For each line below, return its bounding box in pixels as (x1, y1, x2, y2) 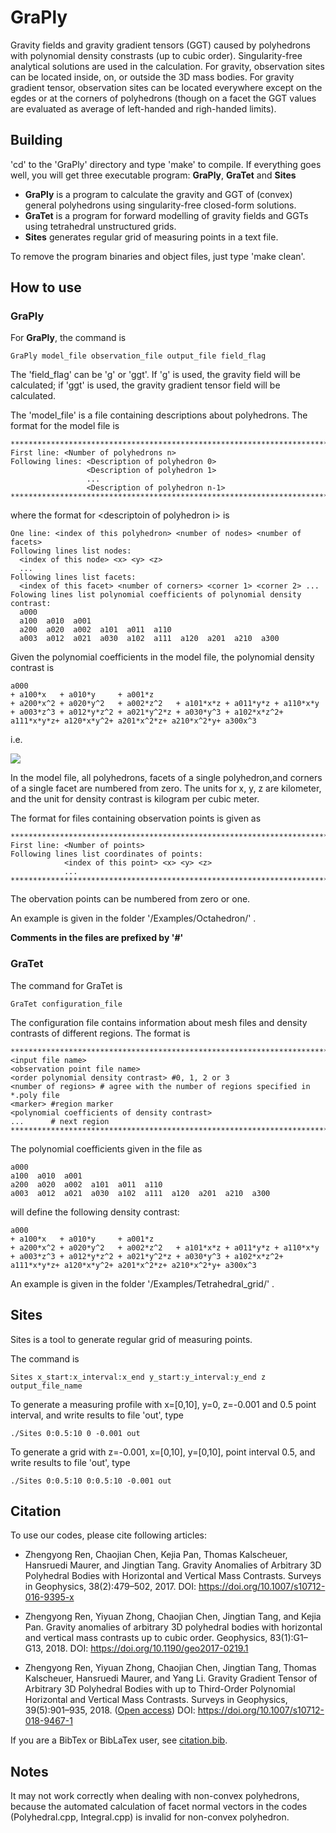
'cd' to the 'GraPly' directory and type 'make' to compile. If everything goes (10, 158, 322, 170)
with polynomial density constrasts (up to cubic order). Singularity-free (10, 49, 303, 61)
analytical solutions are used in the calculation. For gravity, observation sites (10, 60, 325, 72)
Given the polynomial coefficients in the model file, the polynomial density (10, 651, 315, 663)
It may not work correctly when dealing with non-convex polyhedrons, (10, 1790, 300, 1802)
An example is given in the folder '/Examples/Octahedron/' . (10, 912, 257, 925)
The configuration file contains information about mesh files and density (10, 1016, 308, 1028)
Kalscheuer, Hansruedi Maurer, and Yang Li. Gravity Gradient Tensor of (24, 1672, 318, 1685)
